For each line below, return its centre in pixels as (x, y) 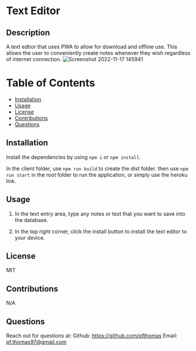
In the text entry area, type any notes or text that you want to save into (100, 214)
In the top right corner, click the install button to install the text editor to (101, 231)
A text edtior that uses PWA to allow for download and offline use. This (92, 47)
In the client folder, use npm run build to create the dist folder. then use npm (97, 168)
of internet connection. (34, 59)
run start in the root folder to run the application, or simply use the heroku (97, 174)
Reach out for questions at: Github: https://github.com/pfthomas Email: (92, 336)
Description (28, 33)
